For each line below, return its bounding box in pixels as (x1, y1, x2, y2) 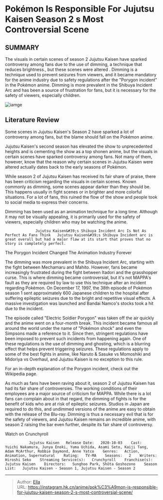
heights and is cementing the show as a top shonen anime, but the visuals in (5, 148, 158, 154)
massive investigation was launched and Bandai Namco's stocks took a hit (5, 300, 154, 306)
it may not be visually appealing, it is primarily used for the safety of (5, 214, 141, 220)
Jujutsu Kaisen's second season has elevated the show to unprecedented (5, 143, 153, 149)
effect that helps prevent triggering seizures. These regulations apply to (5, 346, 149, 352)
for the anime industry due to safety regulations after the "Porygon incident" (5, 77, 158, 83)
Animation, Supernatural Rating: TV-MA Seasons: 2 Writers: (5, 453, 158, 458)
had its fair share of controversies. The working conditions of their (5, 385, 137, 391)
